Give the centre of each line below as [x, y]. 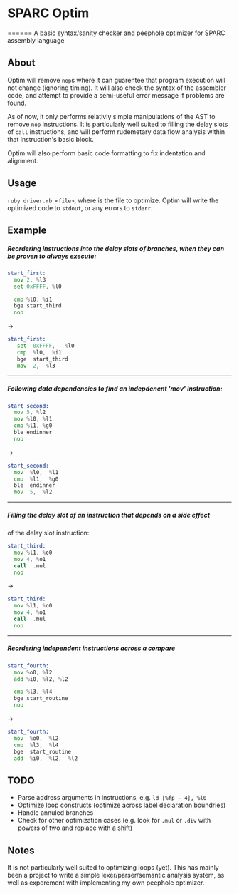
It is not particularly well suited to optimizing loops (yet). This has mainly [113, 868]
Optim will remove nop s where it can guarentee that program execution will [117, 80]
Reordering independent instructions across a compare [91, 648]
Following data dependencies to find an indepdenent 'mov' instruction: [115, 389]
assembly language [36, 40]
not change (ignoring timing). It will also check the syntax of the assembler [117, 88]
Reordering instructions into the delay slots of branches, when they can [116, 248]
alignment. [23, 160]
